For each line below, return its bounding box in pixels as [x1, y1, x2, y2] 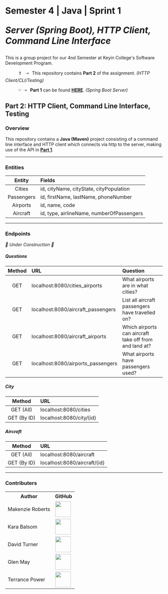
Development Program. [5, 60, 53, 66]
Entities [5, 164, 24, 171]
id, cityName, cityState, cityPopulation [40, 185, 130, 192]
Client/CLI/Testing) [5, 77, 44, 83]
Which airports [122, 324, 157, 331]
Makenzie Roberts [7, 506, 50, 513]
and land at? [122, 342, 151, 349]
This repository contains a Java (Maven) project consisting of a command [5, 136, 158, 142]
